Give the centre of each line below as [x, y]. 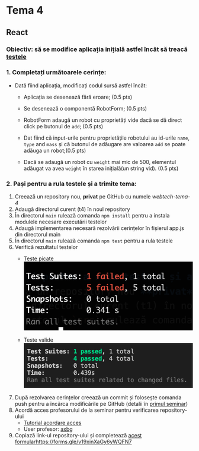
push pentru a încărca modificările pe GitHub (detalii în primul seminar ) [101, 404]
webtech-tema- [171, 197]
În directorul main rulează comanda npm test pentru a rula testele [94, 241]
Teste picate [39, 258]
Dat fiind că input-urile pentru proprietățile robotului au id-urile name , [107, 138]
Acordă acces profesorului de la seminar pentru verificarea [86, 410]
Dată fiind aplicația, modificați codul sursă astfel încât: [81, 85]
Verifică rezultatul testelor [46, 247]
